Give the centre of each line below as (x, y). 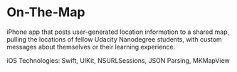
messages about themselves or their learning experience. (91, 47)
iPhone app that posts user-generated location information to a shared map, (118, 32)
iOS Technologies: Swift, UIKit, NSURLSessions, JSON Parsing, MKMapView (118, 60)
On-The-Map (46, 12)
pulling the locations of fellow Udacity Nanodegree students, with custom (114, 39)
